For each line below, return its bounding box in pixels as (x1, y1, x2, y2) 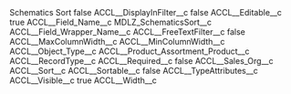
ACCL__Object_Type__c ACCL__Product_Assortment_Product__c (9, 46, 250, 57)
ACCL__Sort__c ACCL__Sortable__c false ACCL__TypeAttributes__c (9, 66, 258, 76)
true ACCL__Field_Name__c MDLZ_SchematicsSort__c (9, 16, 213, 27)
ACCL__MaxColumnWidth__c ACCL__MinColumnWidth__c (9, 37, 225, 47)
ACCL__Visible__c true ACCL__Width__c (9, 75, 158, 86)
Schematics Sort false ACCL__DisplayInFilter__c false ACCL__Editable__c (9, 7, 283, 17)
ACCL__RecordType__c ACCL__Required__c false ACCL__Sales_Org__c (9, 56, 274, 66)
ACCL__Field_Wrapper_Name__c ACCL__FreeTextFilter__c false (9, 26, 246, 37)
